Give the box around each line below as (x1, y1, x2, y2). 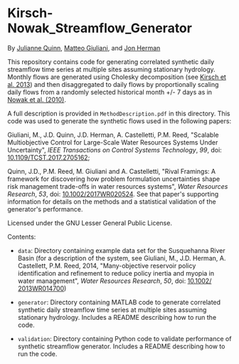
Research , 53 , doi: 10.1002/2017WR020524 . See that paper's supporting (7, 189, 219, 198)
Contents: (7, 232, 36, 241)
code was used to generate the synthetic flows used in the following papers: (7, 116, 232, 125)
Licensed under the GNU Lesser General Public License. (7, 219, 173, 227)
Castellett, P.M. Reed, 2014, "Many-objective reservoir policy (17, 261, 196, 270)
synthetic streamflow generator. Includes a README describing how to (17, 342, 225, 350)
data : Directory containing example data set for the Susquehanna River (17, 246, 225, 254)
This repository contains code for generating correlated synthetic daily (7, 57, 215, 66)
